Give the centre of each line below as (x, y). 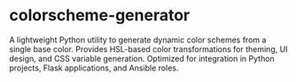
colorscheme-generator (100, 15)
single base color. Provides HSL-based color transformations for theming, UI (148, 48)
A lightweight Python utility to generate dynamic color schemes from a (138, 40)
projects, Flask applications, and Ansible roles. (94, 68)
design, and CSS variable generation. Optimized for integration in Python (142, 58)
